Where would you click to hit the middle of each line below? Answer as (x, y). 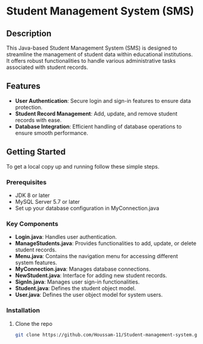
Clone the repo (34, 323)
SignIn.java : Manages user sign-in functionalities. (77, 282)
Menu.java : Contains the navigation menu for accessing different (96, 256)
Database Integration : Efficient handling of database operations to (98, 126)
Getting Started (36, 152)
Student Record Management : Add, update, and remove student (96, 114)
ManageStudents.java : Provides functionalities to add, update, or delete (106, 244)
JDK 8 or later (32, 195)
